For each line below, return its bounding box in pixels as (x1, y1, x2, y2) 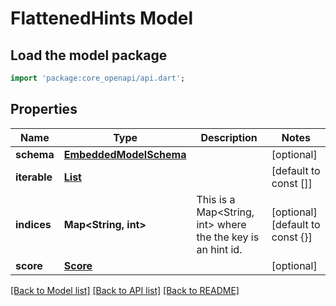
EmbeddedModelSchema (63, 147, 187, 161)
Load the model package (10, 47, 168, 64)
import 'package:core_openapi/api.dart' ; (10, 73, 186, 83)
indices (15, 217, 52, 231)
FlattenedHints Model (10, 7, 194, 30)
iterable (15, 170, 53, 184)
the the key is (196, 230, 260, 244)
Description (200, 130, 258, 144)
